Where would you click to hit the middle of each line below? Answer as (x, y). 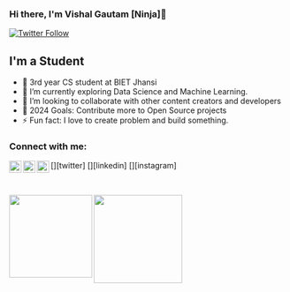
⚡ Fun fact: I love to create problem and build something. (125, 120)
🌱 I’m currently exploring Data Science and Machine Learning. (135, 92)
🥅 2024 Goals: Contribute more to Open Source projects (124, 110)
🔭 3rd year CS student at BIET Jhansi (89, 82)
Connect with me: (48, 146)
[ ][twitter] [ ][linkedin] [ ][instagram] (114, 166)
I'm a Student (47, 61)
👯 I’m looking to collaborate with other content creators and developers (151, 101)
